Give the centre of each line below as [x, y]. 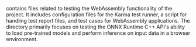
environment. [22, 39]
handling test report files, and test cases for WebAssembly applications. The [98, 21]
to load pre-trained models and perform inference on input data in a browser [98, 33]
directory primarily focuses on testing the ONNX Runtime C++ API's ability [96, 27]
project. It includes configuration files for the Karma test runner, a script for [97, 15]
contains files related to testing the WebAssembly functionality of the [89, 8]
